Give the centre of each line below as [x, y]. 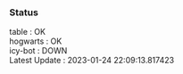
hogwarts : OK [36, 41]
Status [24, 12]
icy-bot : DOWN [38, 51]
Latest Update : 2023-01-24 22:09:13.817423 [92, 61]
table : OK [28, 32]
